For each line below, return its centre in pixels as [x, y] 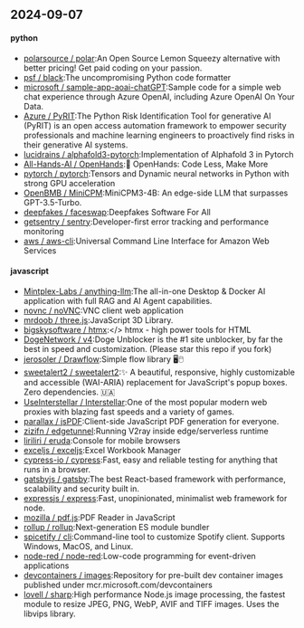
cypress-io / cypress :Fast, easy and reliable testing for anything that [151, 460]
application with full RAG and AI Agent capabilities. [118, 300]
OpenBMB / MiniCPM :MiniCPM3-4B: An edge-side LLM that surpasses [156, 193]
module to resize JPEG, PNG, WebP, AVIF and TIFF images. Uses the [151, 604]
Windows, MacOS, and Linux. [78, 546]
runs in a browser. [57, 469]
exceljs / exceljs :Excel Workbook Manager [102, 450]
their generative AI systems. [76, 145]
